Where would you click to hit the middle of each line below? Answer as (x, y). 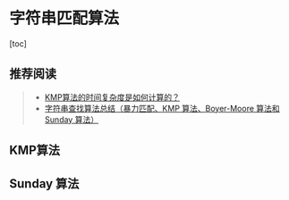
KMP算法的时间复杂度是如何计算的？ (112, 97)
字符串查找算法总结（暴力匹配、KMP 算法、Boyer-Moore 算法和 (162, 108)
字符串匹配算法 (64, 18)
